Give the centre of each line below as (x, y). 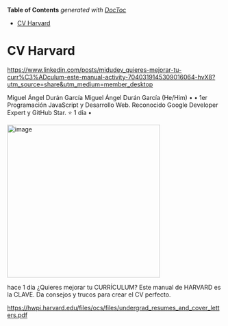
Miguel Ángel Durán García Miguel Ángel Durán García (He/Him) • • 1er (107, 97)
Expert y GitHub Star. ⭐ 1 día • (50, 112)
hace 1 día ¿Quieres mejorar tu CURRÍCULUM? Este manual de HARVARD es (114, 287)
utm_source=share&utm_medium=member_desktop (80, 84)
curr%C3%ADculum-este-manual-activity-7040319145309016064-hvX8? (111, 77)
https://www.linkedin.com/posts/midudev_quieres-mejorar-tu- (94, 70)
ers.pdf (17, 315)
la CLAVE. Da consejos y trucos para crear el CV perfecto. (89, 294)
